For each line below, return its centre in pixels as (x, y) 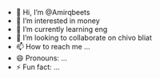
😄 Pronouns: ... (42, 58)
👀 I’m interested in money (58, 21)
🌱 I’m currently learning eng (62, 29)
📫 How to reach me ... (53, 47)
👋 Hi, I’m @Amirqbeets (53, 12)
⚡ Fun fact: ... (38, 67)
